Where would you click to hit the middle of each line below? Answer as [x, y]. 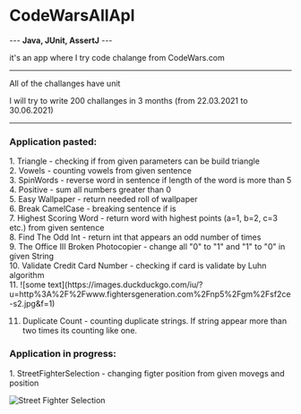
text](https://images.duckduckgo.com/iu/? [125, 285]
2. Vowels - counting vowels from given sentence [101, 171]
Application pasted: [53, 141]
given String [32, 257]
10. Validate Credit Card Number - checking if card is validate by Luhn [138, 266]
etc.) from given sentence [57, 228]
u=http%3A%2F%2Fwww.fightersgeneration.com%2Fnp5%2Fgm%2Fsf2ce [150, 294]
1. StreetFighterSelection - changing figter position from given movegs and [147, 373]
